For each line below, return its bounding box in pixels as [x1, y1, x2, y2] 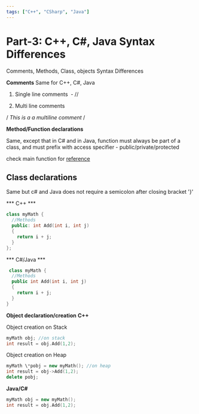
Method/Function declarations [6, 125, 84, 133]
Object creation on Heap [6, 352, 67, 359]
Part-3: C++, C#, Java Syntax [6, 34, 155, 48]
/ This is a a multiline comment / [6, 113, 85, 121]
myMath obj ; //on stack [6, 335, 66, 341]
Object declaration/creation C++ [6, 311, 89, 319]
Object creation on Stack [6, 323, 68, 331]
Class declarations [6, 172, 78, 182]
